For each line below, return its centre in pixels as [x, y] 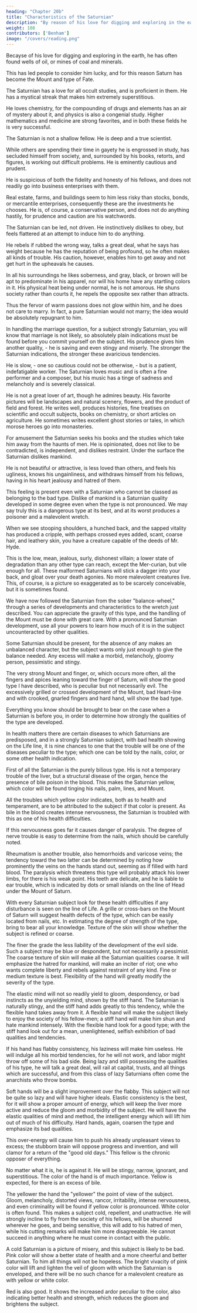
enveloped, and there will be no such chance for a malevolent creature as [95, 1274]
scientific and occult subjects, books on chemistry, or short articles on [91, 414]
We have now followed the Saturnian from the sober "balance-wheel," [91, 601]
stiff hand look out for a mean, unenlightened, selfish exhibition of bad [91, 1031]
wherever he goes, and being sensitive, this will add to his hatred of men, [94, 1225]
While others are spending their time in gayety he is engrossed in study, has [98, 150]
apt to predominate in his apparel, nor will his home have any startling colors [98, 281]
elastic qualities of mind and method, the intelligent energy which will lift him [98, 1116]
